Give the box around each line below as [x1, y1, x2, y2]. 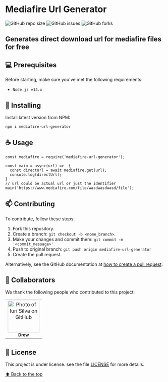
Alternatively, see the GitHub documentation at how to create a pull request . [5, 261, 163, 267]
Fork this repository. [12, 225, 54, 231]
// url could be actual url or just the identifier [5, 181, 116, 186]
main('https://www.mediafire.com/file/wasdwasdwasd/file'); [5, 185, 135, 190]
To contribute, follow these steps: [5, 216, 75, 222]
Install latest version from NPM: [5, 114, 71, 120]
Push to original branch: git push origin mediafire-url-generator [12, 246, 152, 252]
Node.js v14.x [12, 87, 42, 92]
